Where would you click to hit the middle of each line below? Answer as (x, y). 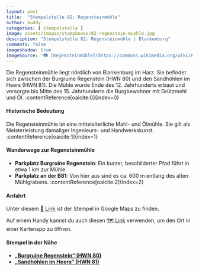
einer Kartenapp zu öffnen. (39, 229)
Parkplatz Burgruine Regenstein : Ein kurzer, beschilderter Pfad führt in (102, 164)
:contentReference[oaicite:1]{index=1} (52, 136)
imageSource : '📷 (27, 55)
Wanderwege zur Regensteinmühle (51, 150)
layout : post (22, 12)
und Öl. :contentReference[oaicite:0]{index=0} (63, 97)
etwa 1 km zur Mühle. (41, 169)
